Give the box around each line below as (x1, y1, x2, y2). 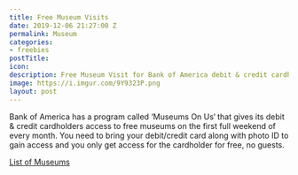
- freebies (9, 46, 50, 55)
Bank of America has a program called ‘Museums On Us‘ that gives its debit (9, 111, 286, 122)
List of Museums (9, 156, 71, 167)
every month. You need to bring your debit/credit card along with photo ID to (9, 130, 289, 141)
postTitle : (9, 54, 50, 63)
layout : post (9, 87, 58, 95)
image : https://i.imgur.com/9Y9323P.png (9, 79, 161, 87)
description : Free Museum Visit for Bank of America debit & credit (9, 71, 268, 80)
